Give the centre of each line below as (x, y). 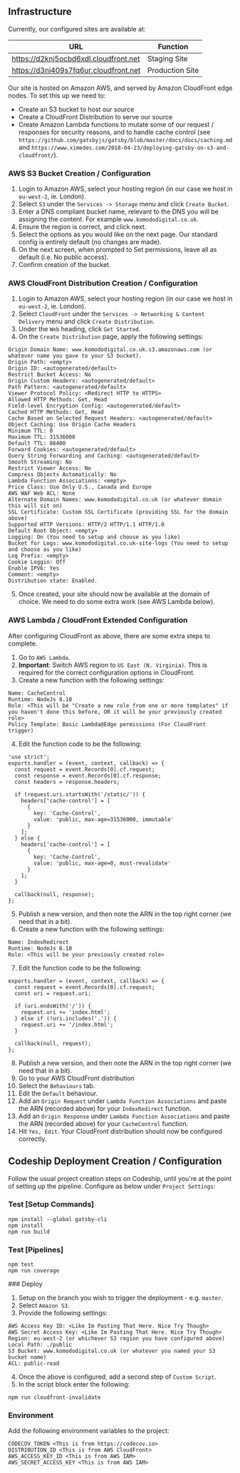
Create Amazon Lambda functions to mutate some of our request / (116, 124)
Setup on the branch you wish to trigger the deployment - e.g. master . (121, 1298)
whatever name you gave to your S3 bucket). (75, 356)
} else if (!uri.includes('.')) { (66, 1018)
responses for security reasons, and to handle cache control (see (114, 132)
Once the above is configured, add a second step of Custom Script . (117, 1377)
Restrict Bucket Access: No (50, 375)
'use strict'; (29, 757)
